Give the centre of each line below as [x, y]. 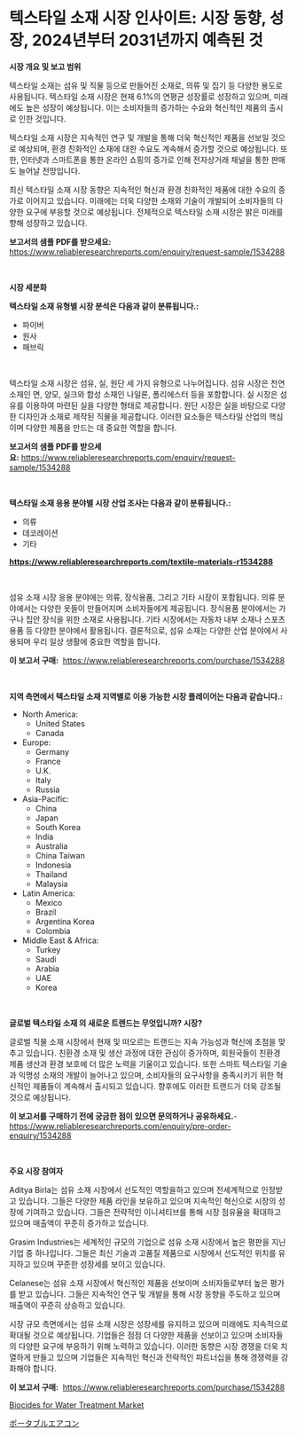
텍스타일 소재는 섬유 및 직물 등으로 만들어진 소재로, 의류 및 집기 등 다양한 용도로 [146, 85]
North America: [50, 714]
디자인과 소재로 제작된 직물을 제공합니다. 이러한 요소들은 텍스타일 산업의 [143, 416]
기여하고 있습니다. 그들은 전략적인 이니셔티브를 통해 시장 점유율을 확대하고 [153, 1212]
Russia [47, 789]
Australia [51, 846]
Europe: [36, 742]
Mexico [49, 902]
